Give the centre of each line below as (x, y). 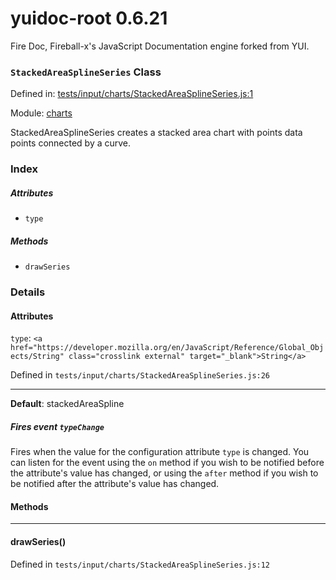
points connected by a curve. (71, 143)
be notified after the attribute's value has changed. (115, 484)
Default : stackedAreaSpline (67, 404)
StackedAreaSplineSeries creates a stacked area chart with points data (156, 133)
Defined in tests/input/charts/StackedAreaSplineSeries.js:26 (140, 375)
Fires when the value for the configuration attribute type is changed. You (160, 452)
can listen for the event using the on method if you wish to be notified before (167, 463)
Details (28, 292)
